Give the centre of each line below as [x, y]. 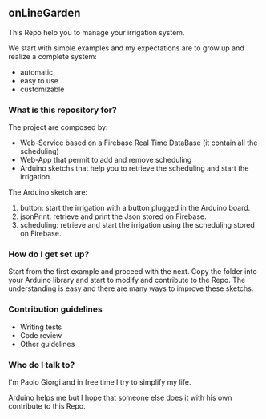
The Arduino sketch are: [48, 192]
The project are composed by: [58, 127]
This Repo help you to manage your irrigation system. [97, 32]
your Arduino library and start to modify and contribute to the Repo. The [127, 280]
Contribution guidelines [55, 309]
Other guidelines [47, 344]
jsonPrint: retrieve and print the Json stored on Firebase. [113, 216]
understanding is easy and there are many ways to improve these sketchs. [131, 288]
